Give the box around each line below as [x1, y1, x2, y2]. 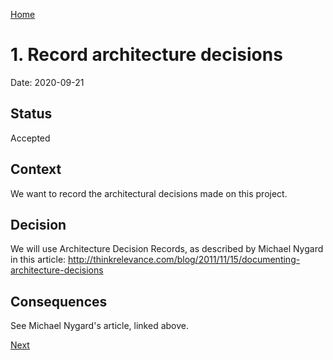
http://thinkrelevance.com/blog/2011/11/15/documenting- [68, 254, 301, 266]
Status [10, 105, 53, 123]
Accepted [10, 132, 51, 144]
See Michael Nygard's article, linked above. [10, 320, 189, 332]
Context [10, 161, 62, 178]
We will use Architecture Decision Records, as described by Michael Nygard [10, 243, 324, 255]
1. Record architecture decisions [10, 44, 283, 66]
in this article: [10, 254, 67, 266]
